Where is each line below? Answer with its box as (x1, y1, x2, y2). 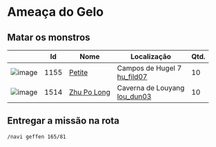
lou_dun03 (117, 92, 152, 101)
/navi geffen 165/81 (7, 133, 67, 140)
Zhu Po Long (68, 87, 110, 97)
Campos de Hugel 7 (117, 63, 182, 73)
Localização (130, 52, 171, 61)
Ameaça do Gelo (7, 4, 104, 20)
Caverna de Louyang (117, 83, 185, 93)
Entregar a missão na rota (7, 115, 119, 127)
